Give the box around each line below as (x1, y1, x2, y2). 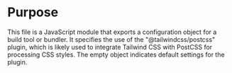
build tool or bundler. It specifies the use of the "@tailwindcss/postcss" (7, 35, 216, 43)
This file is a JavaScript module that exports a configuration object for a (7, 28, 217, 36)
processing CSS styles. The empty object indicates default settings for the (7, 50, 225, 59)
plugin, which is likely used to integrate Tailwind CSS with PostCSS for (7, 43, 213, 51)
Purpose (7, 4, 59, 21)
